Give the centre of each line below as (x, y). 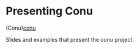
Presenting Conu (49, 11)
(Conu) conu (21, 28)
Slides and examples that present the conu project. (70, 39)
